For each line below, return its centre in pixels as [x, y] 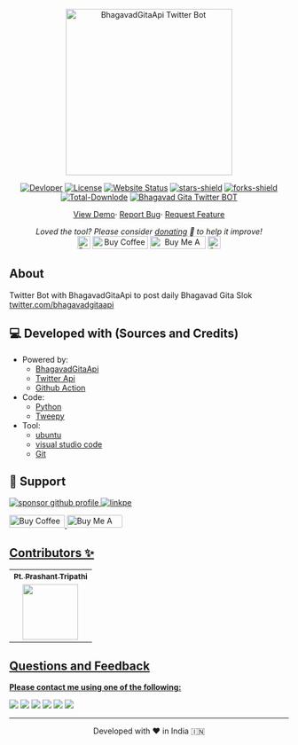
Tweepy [50, 416]
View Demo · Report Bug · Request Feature [149, 214]
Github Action [60, 388]
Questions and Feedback [80, 666]
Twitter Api [55, 378]
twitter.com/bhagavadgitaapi [62, 304]
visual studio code [69, 444]
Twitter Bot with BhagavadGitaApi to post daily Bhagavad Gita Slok [131, 295]
